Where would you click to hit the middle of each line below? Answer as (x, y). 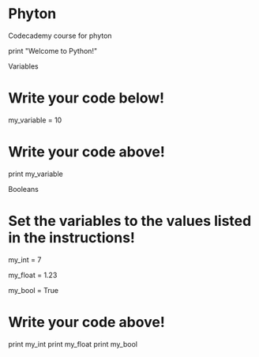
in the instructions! (72, 238)
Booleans (24, 189)
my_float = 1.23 (33, 275)
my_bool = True (34, 290)
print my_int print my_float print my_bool (73, 344)
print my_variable (36, 174)
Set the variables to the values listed (130, 221)
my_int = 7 (25, 259)
